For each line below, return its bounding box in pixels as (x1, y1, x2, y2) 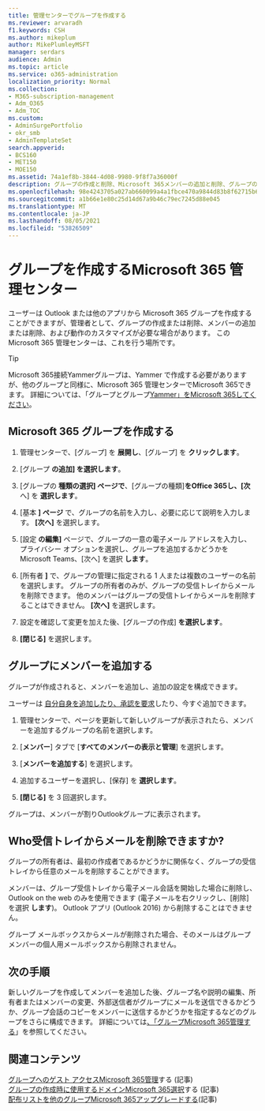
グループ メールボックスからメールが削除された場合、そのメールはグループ (8, 929, 251, 940)
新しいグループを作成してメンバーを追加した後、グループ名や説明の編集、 (8, 988, 249, 997)
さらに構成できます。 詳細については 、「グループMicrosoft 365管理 (28, 1017, 244, 1027)
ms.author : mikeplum (8, 33, 77, 42)
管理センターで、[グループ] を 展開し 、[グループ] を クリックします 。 (19, 447, 244, 456)
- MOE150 (8, 166, 37, 174)
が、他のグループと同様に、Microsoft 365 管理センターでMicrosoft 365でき (8, 380, 252, 389)
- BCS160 (8, 151, 37, 159)
